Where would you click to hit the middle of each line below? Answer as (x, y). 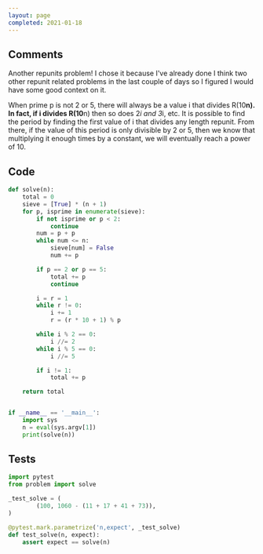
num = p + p (56, 233)
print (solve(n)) (49, 435)
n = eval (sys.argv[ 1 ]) (59, 427)
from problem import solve (52, 485)
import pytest (31, 477)
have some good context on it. (57, 90)
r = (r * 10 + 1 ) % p (86, 320)
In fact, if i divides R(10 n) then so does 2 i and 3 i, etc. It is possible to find (127, 114)
